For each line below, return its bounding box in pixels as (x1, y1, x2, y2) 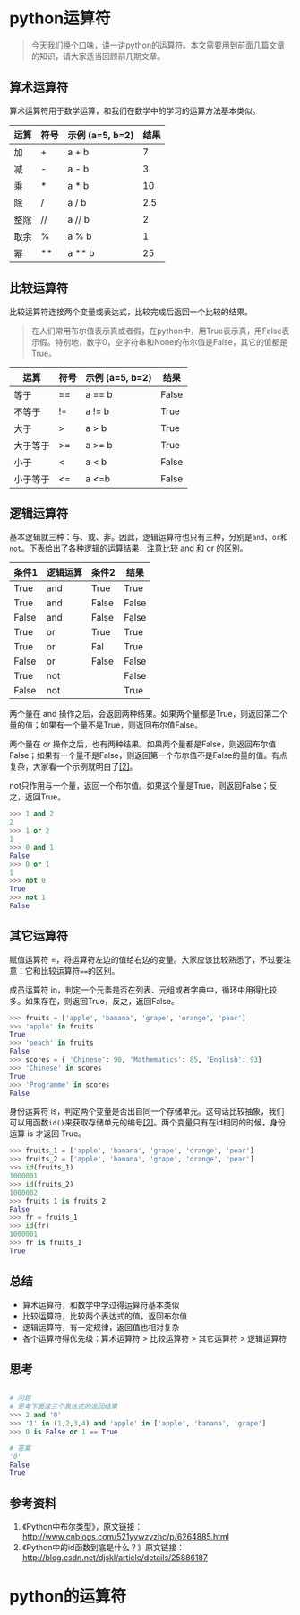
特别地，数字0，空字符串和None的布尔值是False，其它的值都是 (55, 336, 288, 347)
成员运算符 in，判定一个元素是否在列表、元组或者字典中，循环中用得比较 (9, 984, 278, 995)
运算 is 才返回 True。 (9, 1128, 87, 1139)
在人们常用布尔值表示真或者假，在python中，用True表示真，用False (30, 325, 282, 336)
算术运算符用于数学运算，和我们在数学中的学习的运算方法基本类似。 (9, 105, 261, 116)
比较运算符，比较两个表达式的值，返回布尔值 (21, 1311, 188, 1321)
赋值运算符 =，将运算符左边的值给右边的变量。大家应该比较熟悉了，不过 (9, 954, 276, 965)
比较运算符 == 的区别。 (39, 965, 120, 975)
